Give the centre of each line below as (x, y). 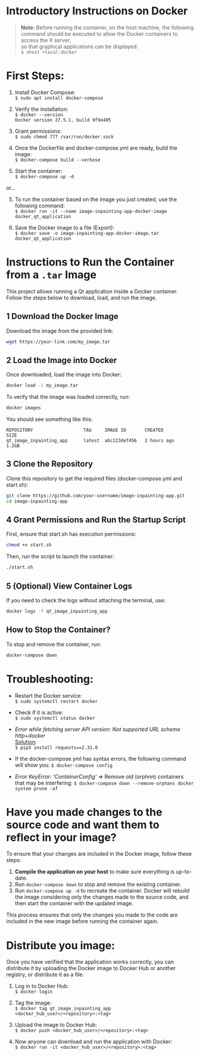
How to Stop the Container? (59, 630)
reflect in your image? (62, 837)
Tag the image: (33, 1003)
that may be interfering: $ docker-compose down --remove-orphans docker (104, 783)
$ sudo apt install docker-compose (59, 98)
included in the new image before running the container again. (82, 921)
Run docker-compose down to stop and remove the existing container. (98, 884)
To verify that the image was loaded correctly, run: (68, 397)
